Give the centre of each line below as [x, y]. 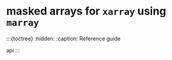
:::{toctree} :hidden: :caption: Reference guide [64, 38]
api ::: [13, 50]
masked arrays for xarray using [86, 11]
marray [23, 23]
